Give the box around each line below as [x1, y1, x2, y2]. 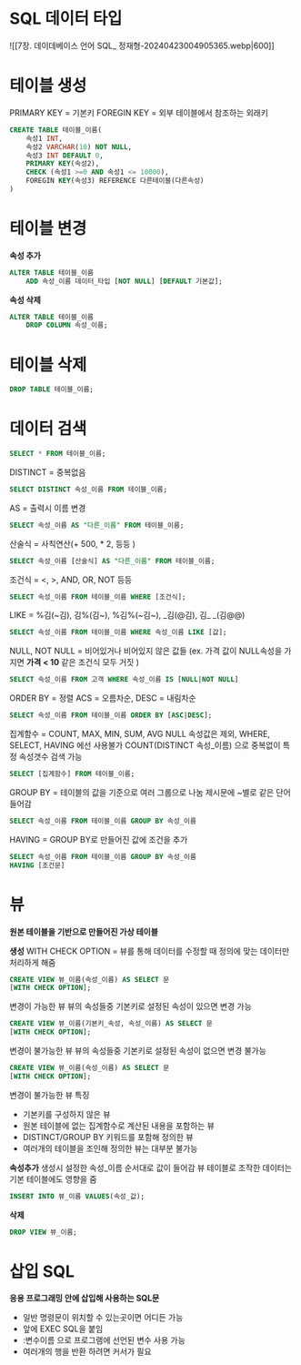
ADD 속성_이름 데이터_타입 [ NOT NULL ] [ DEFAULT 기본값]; [25, 277, 223, 286]
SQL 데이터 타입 [9, 8, 123, 29]
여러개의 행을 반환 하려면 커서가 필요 [22, 1346, 152, 1357]
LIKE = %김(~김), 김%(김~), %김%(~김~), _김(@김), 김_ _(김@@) [9, 610, 246, 621]
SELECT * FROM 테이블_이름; [9, 450, 106, 459]
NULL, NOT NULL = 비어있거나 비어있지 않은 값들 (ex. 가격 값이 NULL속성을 [9, 645, 283, 656]
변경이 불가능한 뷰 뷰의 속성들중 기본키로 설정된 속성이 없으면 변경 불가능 [9, 1046, 266, 1056]
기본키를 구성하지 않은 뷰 [22, 1108, 111, 1119]
